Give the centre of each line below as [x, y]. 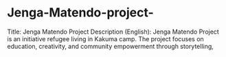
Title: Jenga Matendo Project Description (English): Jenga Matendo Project [113, 32]
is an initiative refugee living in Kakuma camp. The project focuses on [105, 38]
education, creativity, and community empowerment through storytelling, [111, 46]
